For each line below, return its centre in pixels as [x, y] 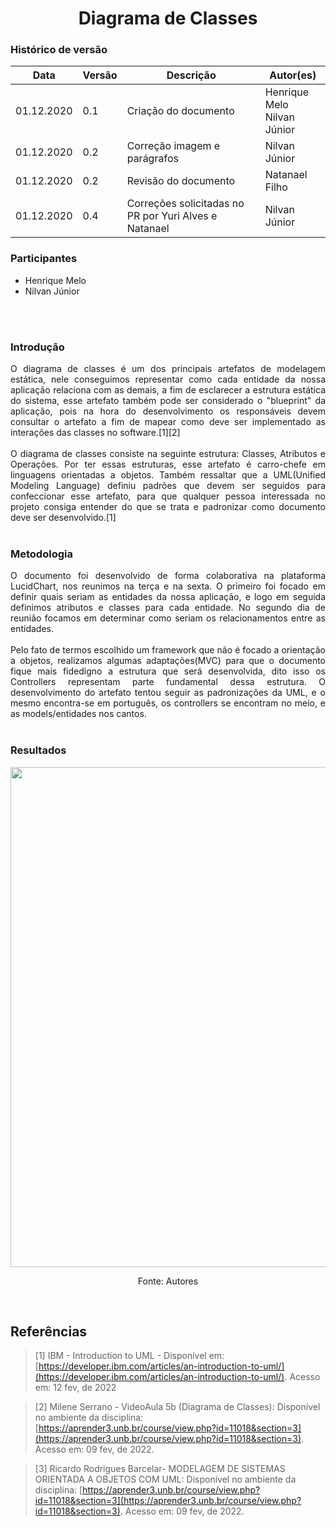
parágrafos [152, 159]
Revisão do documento [181, 181]
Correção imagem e [173, 146]
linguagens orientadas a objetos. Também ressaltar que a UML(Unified [168, 475]
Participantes [44, 259]
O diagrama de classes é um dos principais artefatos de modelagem [168, 369]
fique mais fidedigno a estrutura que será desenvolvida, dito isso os [168, 671]
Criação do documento [180, 111]
